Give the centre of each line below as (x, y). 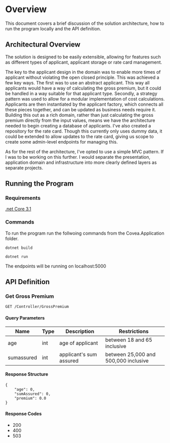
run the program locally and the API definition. (53, 28)
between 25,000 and (131, 354)
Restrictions (134, 331)
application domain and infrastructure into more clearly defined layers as (81, 162)
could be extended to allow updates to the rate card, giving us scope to (80, 136)
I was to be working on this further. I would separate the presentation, (78, 157)
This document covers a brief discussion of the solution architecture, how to (85, 23)
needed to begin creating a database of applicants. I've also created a (78, 125)
